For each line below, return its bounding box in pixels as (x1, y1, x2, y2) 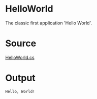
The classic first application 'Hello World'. (5, 20, 92, 26)
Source (5, 38, 37, 49)
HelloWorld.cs (5, 54, 35, 60)
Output (5, 72, 36, 84)
